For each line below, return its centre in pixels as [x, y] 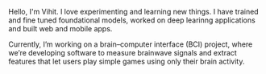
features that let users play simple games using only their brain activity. [127, 61]
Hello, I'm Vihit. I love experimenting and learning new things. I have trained [134, 12]
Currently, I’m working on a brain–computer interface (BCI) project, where [131, 44]
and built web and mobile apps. [60, 29]
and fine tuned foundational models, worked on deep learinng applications [132, 20]
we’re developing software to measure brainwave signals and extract [123, 53]
